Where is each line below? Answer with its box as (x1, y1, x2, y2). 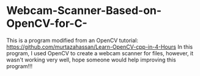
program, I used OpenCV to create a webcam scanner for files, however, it (6, 49, 194, 57)
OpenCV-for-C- (6, 16, 87, 30)
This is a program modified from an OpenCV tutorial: (6, 36, 139, 44)
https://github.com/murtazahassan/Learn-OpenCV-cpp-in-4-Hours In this (6, 43, 193, 50)
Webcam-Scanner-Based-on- (6, 4, 162, 18)
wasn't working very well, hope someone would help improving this (6, 56, 176, 63)
